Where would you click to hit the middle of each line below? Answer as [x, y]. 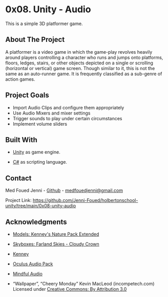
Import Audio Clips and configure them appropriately [68, 107]
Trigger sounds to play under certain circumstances [67, 118]
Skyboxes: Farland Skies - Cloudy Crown [56, 244]
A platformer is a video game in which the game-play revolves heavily [79, 52]
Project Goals [27, 95]
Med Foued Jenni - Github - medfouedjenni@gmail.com [64, 191]
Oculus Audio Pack [33, 264]
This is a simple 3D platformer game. [44, 24]
